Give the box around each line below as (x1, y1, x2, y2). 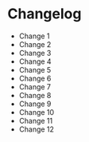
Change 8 (18, 90, 52, 100)
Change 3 (18, 48, 52, 57)
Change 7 (18, 81, 52, 92)
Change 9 (18, 99, 52, 108)
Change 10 (18, 107, 55, 116)
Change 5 (18, 65, 52, 74)
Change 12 (18, 124, 55, 134)
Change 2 (18, 39, 52, 49)
